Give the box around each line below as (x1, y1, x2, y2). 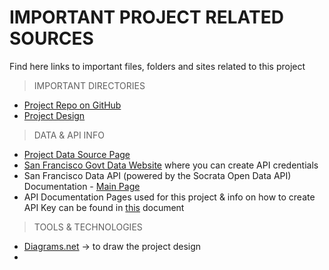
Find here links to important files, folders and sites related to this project (9, 60, 306, 72)
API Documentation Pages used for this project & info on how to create (23, 191, 316, 203)
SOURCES (9, 27, 94, 50)
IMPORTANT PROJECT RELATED (9, 6, 284, 29)
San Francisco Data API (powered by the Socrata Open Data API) (23, 169, 292, 181)
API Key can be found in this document (23, 201, 185, 213)
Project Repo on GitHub (23, 99, 122, 111)
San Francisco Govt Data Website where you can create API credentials (23, 159, 319, 171)
